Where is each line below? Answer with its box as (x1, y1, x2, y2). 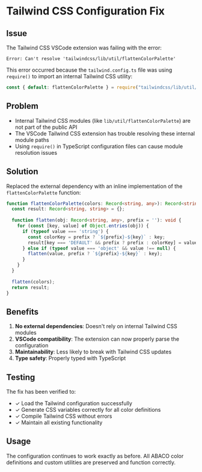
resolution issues (14, 149, 58, 156)
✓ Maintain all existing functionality (14, 419, 103, 426)
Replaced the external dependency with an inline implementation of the (6, 182, 183, 190)
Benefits (6, 306, 39, 317)
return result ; (11, 284, 50, 290)
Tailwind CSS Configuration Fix (6, 4, 165, 18)
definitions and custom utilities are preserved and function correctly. (6, 459, 176, 466)
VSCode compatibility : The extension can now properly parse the (14, 335, 179, 343)
